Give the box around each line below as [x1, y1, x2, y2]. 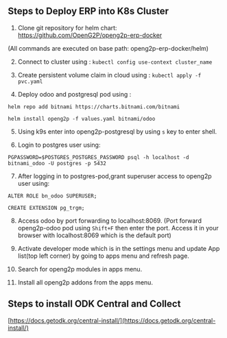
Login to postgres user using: [17, 141, 101, 149]
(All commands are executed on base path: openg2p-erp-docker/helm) [8, 44, 208, 52]
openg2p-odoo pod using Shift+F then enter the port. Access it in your [17, 224, 219, 232]
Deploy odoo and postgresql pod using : [17, 90, 132, 98]
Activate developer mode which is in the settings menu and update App [17, 244, 220, 252]
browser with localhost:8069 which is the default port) [17, 231, 172, 239]
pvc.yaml [17, 78, 43, 85]
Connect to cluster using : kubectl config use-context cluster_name [17, 58, 213, 66]
